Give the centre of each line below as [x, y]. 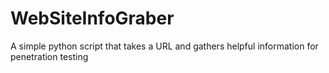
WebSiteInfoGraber [92, 18]
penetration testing [49, 56]
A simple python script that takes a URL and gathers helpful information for [164, 46]
